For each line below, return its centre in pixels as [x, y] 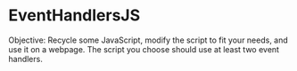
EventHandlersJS [74, 16]
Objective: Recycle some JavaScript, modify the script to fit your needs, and [148, 40]
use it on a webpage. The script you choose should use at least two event [144, 49]
